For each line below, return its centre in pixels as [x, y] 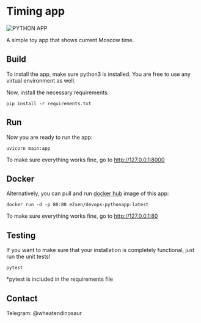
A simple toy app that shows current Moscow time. [70, 40]
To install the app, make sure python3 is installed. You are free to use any [98, 74]
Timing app [36, 11]
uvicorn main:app [28, 148]
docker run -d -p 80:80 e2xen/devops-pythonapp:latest [78, 205]
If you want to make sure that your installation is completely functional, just [100, 250]
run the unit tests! [28, 257]
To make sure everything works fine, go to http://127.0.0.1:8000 [86, 160]
